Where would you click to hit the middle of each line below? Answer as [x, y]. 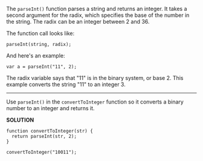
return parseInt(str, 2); [44, 136]
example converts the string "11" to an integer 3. [66, 84]
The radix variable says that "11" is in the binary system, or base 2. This [95, 78]
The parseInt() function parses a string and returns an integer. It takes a [97, 9]
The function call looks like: [40, 33]
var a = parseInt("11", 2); [42, 67]
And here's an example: [36, 56]
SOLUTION [20, 120]
